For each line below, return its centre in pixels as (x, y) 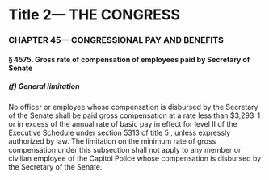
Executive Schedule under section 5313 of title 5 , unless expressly (120, 132)
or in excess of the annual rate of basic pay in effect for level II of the (123, 123)
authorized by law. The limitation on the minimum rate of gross (112, 141)
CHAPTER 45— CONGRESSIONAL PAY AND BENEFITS (116, 40)
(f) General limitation (44, 86)
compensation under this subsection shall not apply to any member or (125, 149)
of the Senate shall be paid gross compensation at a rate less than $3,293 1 (134, 115)
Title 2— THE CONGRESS (94, 15)
